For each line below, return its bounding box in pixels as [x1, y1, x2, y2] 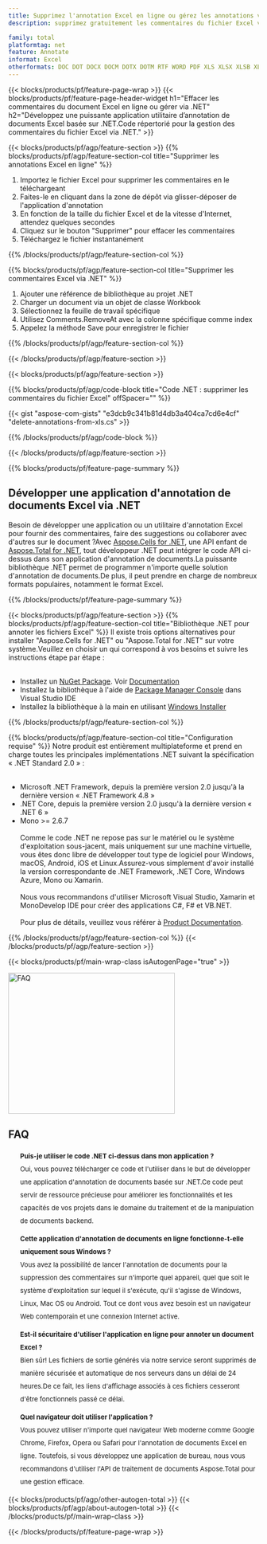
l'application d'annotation [19, 200, 103, 210]
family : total [8, 33, 56, 41]
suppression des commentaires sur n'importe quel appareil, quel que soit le [19, 1272, 250, 1282]
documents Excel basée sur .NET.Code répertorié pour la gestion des [8, 119, 235, 128]
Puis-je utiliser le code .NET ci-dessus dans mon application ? [19, 1151, 215, 1160]
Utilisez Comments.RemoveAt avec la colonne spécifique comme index [19, 314, 253, 323]
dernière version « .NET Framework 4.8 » [19, 790, 155, 800]
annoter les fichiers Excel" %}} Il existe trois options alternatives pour [8, 627, 236, 637]
